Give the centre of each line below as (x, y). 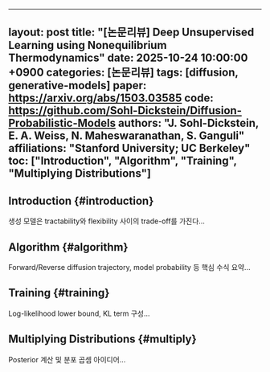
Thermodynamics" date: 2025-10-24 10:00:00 (128, 58)
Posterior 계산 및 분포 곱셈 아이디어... (67, 359)
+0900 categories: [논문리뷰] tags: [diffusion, (123, 73)
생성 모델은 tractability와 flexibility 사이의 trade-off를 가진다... (106, 221)
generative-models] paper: (78, 86)
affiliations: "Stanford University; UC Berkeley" (129, 148)
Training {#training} (59, 293)
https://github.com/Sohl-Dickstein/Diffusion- (125, 110)
